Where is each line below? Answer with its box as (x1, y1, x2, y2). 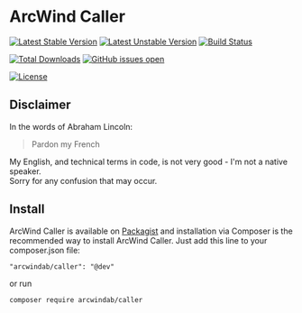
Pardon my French (31, 138, 101, 150)
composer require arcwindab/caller (9, 295, 143, 304)
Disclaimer (9, 97, 71, 113)
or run (9, 278, 32, 289)
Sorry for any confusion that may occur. (9, 175, 158, 186)
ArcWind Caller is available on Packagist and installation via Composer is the (9, 226, 293, 236)
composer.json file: (9, 244, 81, 255)
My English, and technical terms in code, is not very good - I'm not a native (9, 156, 288, 167)
